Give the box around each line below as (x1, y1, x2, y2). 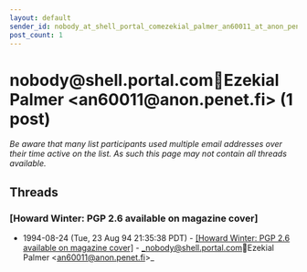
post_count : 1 (9, 30, 64, 39)
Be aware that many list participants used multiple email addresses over (9, 139, 283, 150)
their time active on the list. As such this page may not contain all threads (9, 148, 288, 160)
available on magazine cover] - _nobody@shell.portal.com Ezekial (22, 243, 274, 253)
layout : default (9, 13, 71, 23)
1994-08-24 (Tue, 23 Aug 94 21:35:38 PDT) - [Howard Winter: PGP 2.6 (22, 233, 291, 243)
